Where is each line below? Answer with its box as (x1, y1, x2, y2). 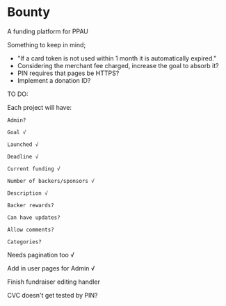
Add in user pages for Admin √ (7, 264, 95, 272)
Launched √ (7, 140, 39, 148)
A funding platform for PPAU (7, 27, 89, 35)
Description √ (7, 189, 49, 197)
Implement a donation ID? (17, 76, 91, 84)
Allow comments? (7, 226, 54, 233)
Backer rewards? (7, 202, 54, 209)
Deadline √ (7, 153, 39, 160)
